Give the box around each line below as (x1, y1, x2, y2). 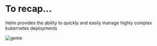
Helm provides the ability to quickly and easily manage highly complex (5, 20, 152, 26)
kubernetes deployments (5, 25, 57, 31)
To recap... (5, 3, 52, 15)
